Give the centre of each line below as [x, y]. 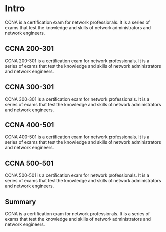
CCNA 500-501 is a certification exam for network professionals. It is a [77, 175]
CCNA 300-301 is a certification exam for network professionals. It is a [77, 99]
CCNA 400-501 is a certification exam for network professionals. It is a [77, 137]
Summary [21, 201]
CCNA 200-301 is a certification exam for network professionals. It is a [77, 61]
